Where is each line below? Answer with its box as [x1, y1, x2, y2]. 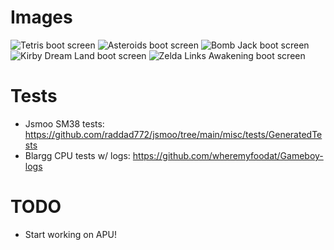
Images [10, 6, 73, 29]
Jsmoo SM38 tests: [24, 117, 105, 130]
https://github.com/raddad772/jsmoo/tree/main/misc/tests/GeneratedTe [24, 128, 323, 140]
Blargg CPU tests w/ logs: [24, 149, 131, 161]
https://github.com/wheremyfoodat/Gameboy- [132, 149, 324, 161]
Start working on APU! [24, 228, 117, 240]
